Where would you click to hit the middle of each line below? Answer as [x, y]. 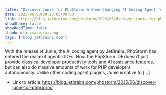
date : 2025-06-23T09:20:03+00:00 [40, 14]
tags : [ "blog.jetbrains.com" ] [36, 38]
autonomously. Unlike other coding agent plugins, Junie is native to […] [78, 72]
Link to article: [27, 82]
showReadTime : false [26, 28]
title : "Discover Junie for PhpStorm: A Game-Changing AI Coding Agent [80, 10]
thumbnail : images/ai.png [32, 33]
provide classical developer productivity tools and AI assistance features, [80, 62]
